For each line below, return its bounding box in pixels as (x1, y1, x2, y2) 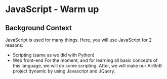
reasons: (5, 42, 24, 48)
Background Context (5, 24, 72, 32)
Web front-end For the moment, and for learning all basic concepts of (12, 57, 158, 63)
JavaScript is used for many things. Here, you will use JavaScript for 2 (5, 37, 152, 43)
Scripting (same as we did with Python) (12, 52, 95, 58)
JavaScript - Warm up (5, 4, 99, 15)
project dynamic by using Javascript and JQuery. (12, 68, 115, 74)
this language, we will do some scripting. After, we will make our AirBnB (12, 63, 162, 68)
